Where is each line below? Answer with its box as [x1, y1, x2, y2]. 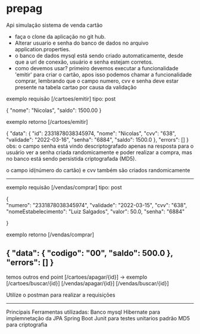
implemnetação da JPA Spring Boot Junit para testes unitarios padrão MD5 [6, 314, 190, 321]
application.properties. [14, 45, 71, 52]
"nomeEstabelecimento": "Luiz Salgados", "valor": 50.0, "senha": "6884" [6, 208, 185, 215]
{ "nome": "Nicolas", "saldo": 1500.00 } [6, 107, 102, 114]
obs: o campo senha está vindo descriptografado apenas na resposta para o [6, 142, 194, 149]
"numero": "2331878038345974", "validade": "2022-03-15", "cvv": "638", [6, 201, 187, 208]
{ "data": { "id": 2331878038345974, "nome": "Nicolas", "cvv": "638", [6, 130, 177, 137]
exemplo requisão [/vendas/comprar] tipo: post [6, 183, 122, 191]
